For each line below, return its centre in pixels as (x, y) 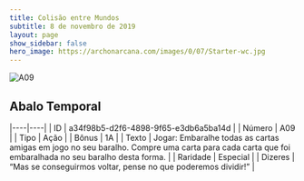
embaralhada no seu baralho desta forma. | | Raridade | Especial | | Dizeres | (152, 156)
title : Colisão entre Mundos (64, 18)
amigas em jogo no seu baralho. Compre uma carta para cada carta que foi (150, 147)
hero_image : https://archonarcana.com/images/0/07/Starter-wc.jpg (137, 52)
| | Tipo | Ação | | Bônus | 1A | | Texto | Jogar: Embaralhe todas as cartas (144, 137)
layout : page (34, 35)
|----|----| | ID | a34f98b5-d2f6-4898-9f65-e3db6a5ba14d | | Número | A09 (152, 127)
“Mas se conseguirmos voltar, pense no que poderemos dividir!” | (132, 166)
